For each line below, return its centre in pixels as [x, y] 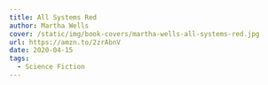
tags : [19, 58]
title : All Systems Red [53, 17]
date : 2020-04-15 [41, 50]
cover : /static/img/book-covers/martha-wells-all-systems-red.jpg [134, 34]
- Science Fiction [51, 67]
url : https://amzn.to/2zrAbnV [65, 42]
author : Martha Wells [49, 26]
